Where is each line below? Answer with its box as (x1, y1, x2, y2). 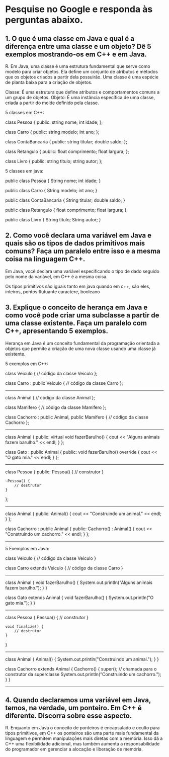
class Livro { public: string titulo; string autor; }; (5, 158, 103, 164)
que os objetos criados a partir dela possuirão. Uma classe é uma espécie (5, 74, 159, 80)
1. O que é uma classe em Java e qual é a (5, 34, 135, 43)
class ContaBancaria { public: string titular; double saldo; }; (5, 139, 127, 144)
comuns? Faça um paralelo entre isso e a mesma (5, 247, 161, 256)
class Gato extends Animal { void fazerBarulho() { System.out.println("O (5, 595, 154, 601)
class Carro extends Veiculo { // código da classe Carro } (5, 565, 123, 571)
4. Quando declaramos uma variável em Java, (5, 696, 151, 705)
